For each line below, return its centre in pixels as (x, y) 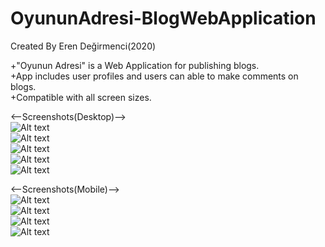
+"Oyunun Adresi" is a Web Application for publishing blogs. (135, 65)
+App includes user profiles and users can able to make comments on (154, 76)
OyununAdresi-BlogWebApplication (163, 18)
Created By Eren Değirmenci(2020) (83, 46)
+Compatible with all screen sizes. (81, 97)
